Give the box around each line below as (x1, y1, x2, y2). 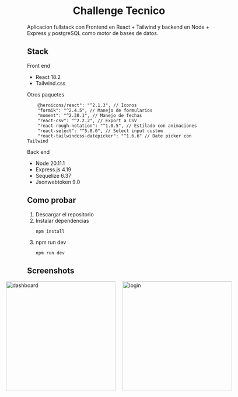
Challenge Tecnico (72, 4, 166, 18)
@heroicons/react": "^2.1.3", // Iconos (37, 102, 137, 108)
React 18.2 (35, 73, 61, 80)
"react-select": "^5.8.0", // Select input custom (37, 127, 163, 134)
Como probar (27, 195, 76, 205)
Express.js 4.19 (35, 165, 72, 173)
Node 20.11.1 (35, 160, 65, 167)
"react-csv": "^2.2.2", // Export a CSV (37, 118, 137, 123)
